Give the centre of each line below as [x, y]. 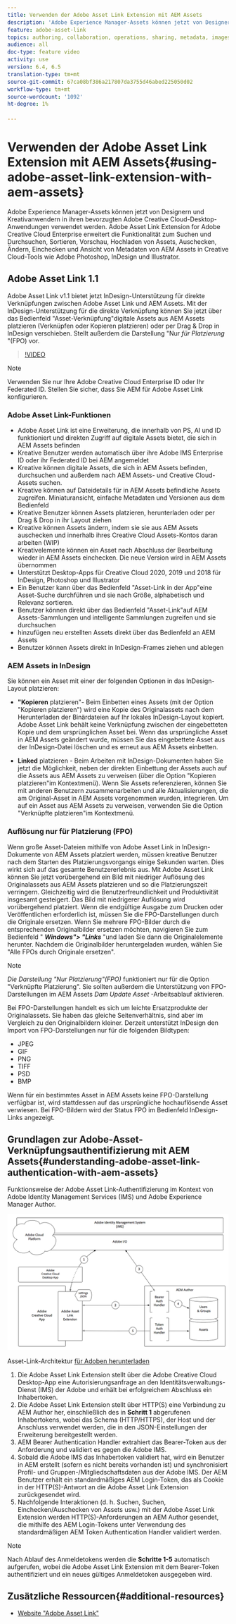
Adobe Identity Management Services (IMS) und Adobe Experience [105, 1197]
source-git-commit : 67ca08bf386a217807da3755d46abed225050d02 [100, 82]
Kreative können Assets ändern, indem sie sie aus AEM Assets [108, 528]
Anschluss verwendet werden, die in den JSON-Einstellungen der [112, 1427]
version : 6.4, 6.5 [34, 67]
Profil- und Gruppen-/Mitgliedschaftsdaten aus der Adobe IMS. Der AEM [122, 1472]
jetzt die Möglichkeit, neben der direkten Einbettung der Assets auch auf [122, 768]
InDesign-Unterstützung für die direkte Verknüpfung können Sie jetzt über [115, 311]
